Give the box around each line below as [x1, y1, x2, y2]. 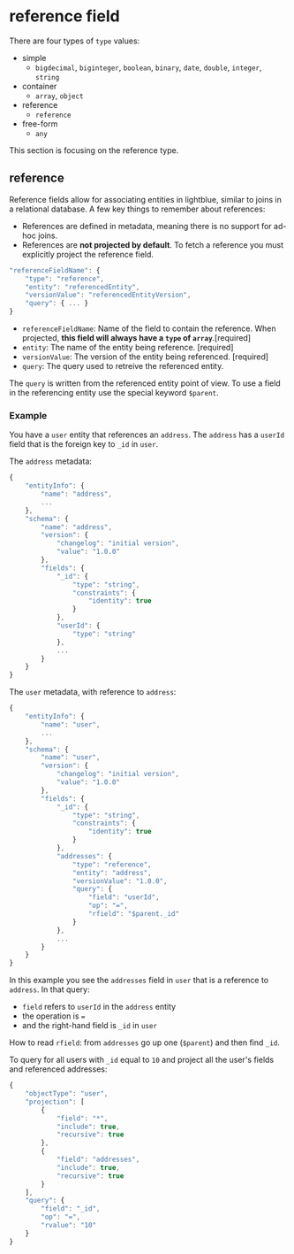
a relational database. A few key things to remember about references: [9, 204, 266, 214]
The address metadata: [9, 456, 93, 466]
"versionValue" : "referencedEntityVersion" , [25, 290, 192, 300]
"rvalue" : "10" [41, 1221, 97, 1230]
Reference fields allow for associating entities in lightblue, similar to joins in [9, 194, 283, 204]
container [21, 81, 57, 91]
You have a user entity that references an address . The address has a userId [9, 429, 285, 440]
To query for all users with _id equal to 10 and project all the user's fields [9, 1055, 275, 1066]
